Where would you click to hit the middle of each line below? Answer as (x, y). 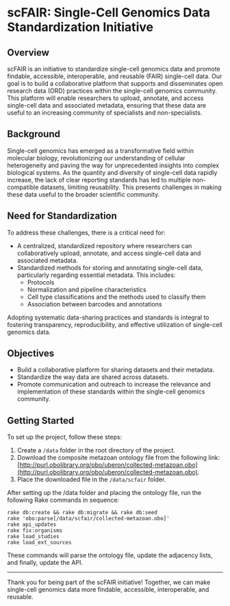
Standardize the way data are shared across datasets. (93, 377)
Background (34, 134)
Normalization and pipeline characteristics (87, 289)
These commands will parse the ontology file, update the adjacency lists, (110, 555)
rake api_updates (32, 525)
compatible (23, 187)
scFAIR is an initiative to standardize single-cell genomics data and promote (114, 69)
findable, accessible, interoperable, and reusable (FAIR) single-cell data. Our (115, 76)
